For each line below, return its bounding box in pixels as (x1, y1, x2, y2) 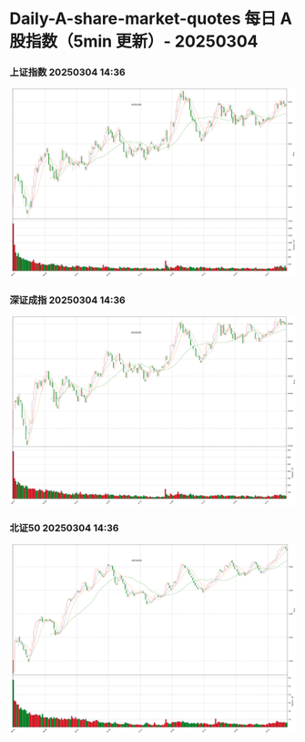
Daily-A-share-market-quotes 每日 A (9, 8, 293, 29)
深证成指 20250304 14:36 (9, 294, 126, 306)
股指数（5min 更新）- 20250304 (9, 31, 259, 52)
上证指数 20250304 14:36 (9, 66, 126, 78)
